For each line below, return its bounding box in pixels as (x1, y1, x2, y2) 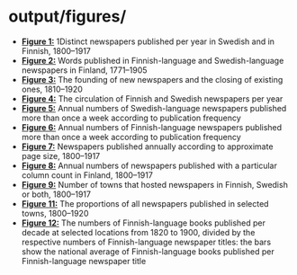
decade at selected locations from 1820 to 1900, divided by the (21, 226, 256, 237)
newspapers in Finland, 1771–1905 (21, 65, 148, 75)
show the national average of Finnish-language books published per (21, 245, 275, 257)
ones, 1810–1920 (21, 84, 83, 94)
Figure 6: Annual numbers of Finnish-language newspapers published (21, 121, 283, 132)
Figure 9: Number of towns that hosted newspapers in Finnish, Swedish (21, 179, 289, 190)
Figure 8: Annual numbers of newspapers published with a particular (21, 160, 278, 171)
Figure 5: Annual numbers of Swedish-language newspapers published (21, 102, 287, 113)
